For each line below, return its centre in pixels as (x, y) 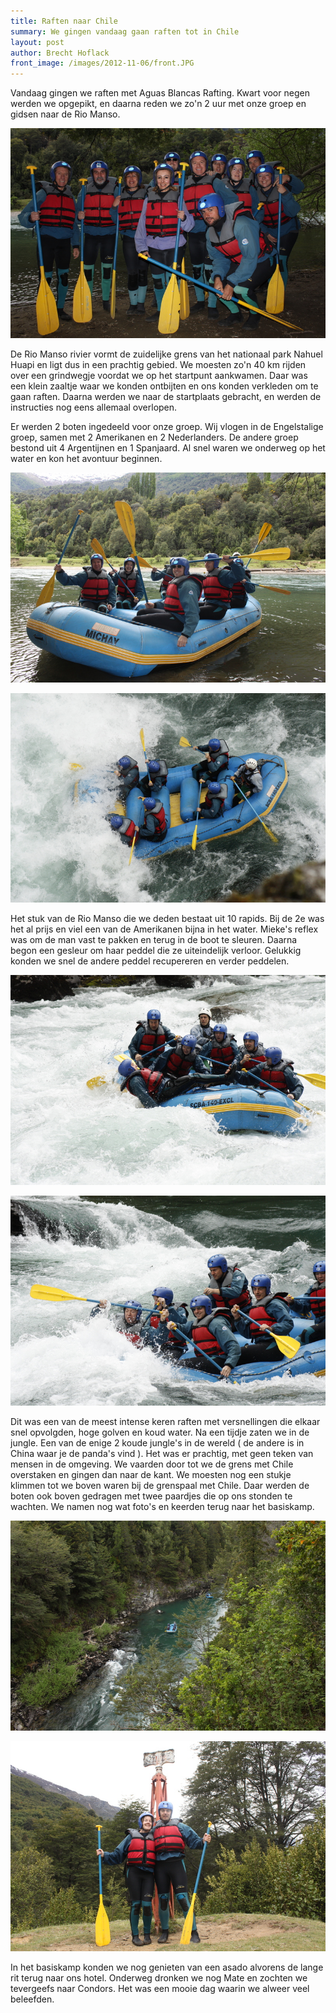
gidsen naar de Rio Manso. (65, 114)
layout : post (37, 42)
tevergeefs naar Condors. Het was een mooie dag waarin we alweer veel (160, 1988)
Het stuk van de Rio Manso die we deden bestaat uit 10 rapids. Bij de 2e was (167, 919)
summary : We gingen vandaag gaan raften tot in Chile (125, 31)
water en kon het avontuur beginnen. (86, 458)
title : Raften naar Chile (64, 21)
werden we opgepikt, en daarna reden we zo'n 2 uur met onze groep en (158, 104)
